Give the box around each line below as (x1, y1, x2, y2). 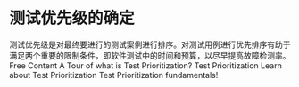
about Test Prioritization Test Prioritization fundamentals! (9, 69, 219, 80)
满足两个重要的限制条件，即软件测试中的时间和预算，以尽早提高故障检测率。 (9, 50, 291, 60)
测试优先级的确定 (9, 8, 136, 28)
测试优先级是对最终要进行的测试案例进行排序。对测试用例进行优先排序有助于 (9, 39, 291, 50)
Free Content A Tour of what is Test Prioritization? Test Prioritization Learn (9, 59, 283, 71)
